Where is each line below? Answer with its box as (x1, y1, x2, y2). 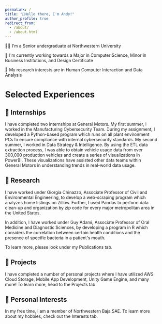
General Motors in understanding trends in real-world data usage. (5, 162, 136, 168)
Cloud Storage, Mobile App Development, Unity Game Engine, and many (5, 276, 149, 282)
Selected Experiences (5, 89, 95, 100)
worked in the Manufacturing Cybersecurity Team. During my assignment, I (5, 127, 155, 132)
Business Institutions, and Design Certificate (5, 58, 93, 63)
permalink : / (5, 7, 31, 12)
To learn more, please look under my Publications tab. (5, 244, 113, 250)
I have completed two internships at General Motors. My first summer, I (5, 121, 147, 127)
